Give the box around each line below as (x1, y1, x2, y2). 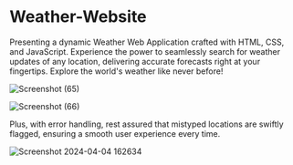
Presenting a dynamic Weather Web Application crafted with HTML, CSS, (9, 36, 285, 47)
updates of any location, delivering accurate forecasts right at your (9, 56, 261, 67)
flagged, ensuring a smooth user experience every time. (9, 128, 221, 139)
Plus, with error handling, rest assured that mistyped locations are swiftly (9, 119, 285, 129)
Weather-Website (9, 6, 148, 27)
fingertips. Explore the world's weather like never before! (9, 66, 224, 77)
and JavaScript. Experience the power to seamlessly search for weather (9, 46, 281, 57)
